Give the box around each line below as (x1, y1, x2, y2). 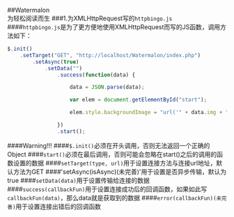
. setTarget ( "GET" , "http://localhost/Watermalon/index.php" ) (19, 51, 201, 58)
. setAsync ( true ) (32, 58, 79, 65)
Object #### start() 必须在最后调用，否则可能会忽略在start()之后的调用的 (7, 150, 217, 159)
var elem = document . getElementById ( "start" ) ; (69, 97, 208, 104)
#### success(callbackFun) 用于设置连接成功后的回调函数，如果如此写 (7, 184, 208, 193)
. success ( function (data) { (56, 71, 136, 79)
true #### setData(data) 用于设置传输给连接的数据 (7, 176, 150, 184)
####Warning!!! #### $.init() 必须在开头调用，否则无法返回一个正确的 (7, 141, 210, 150)
